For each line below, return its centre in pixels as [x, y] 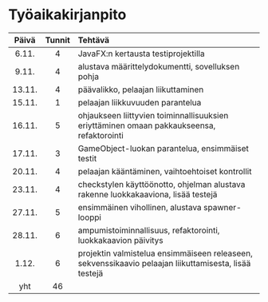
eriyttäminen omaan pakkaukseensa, [147, 125]
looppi [90, 217]
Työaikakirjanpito [67, 15]
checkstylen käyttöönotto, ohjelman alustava [162, 184]
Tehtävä [94, 40]
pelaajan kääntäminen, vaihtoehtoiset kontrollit [165, 171]
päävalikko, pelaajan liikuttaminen [141, 89]
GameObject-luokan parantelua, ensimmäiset [164, 148]
